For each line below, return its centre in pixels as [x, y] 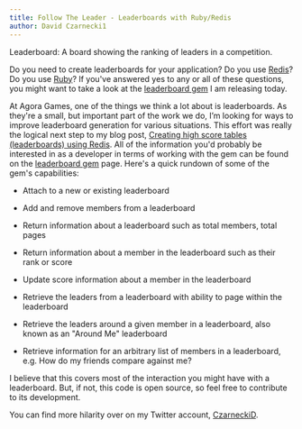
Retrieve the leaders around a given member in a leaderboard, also [146, 324]
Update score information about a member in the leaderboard [137, 279]
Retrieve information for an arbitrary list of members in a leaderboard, [151, 351]
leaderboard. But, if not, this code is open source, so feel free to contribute [148, 388]
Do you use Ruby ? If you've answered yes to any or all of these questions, [146, 78]
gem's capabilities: [44, 173]
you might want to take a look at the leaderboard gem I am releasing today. [148, 88]
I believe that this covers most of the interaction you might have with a [140, 378]
